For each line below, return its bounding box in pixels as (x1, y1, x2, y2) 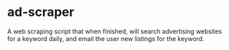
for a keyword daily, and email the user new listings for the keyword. (7, 34, 205, 42)
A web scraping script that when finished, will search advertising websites (7, 27, 223, 35)
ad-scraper (7, 4, 75, 20)
